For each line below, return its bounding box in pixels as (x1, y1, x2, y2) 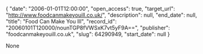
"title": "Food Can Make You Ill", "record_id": (5, 18, 117, 25)
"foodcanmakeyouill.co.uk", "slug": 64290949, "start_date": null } (5, 31, 170, 38)
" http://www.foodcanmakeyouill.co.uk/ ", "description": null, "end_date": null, (5, 11, 198, 19)
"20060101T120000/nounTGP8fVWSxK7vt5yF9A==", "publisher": (5, 24, 170, 31)
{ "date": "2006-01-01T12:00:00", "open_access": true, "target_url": (5, 5, 176, 12)
